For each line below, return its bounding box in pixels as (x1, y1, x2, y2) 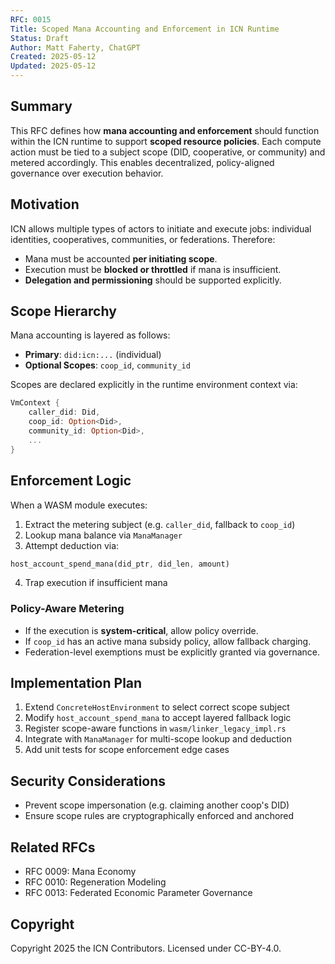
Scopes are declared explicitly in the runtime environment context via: (10, 379, 298, 391)
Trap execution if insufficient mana (24, 577, 168, 589)
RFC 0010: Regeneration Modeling (24, 876, 167, 888)
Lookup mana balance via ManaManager (24, 529, 183, 541)
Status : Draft (10, 33, 70, 43)
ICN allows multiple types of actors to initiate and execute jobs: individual (10, 222, 312, 235)
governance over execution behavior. (10, 167, 164, 179)
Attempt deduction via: (24, 539, 120, 551)
